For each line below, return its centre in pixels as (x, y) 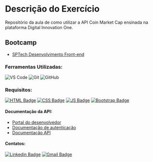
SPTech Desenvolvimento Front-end (48, 54)
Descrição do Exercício (52, 9)
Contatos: (15, 144)
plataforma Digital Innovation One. (39, 27)
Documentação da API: (29, 111)
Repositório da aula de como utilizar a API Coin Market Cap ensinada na (77, 22)
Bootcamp (21, 43)
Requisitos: (19, 89)
